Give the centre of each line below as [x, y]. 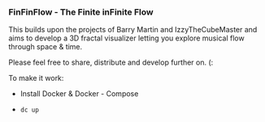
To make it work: [36, 78]
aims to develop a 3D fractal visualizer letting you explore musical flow [127, 38]
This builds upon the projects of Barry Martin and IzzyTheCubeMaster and [133, 30]
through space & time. [46, 47]
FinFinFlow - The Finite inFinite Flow [81, 12]
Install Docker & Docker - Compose [79, 94]
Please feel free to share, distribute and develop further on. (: [111, 62]
